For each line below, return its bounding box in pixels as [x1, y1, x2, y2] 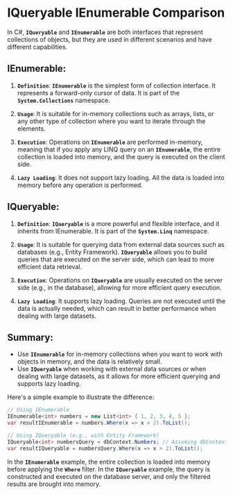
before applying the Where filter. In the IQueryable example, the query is [7, 464, 210, 473]
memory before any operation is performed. [17, 181, 144, 189]
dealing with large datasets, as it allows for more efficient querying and [17, 372, 221, 380]
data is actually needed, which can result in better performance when [17, 304, 216, 312]
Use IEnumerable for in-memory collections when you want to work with [17, 350, 223, 359]
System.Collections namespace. [17, 96, 111, 104]
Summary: [7, 332, 53, 343]
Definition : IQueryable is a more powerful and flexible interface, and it [17, 219, 220, 227]
